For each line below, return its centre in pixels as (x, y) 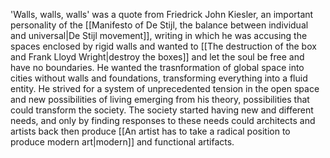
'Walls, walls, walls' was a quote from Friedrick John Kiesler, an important (162, 14)
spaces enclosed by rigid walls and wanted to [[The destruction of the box (163, 46)
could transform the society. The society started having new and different (162, 110)
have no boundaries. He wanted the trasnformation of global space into (157, 67)
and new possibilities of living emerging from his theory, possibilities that (160, 99)
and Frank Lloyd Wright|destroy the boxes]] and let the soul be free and (157, 57)
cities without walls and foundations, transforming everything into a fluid (159, 78)
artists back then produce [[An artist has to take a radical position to (150, 131)
